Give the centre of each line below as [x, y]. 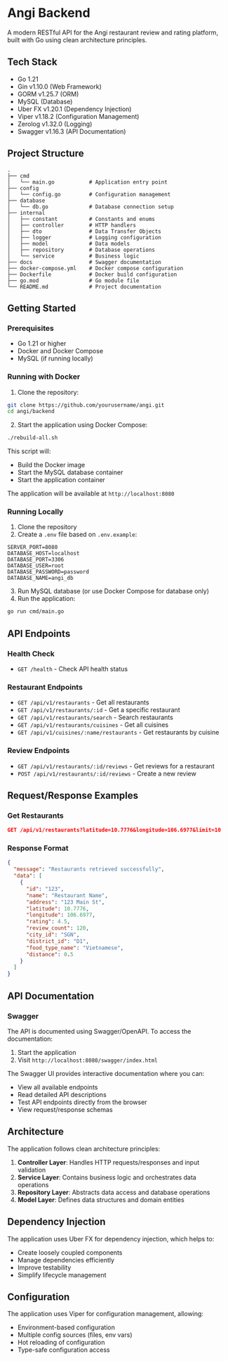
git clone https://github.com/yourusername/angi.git [86, 405]
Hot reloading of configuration [61, 1343]
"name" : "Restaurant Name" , [67, 895]
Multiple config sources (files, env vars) [75, 1335]
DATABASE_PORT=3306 [36, 560]
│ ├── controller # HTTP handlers [72, 225]
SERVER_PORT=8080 [33, 547]
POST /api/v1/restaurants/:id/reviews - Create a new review [107, 773]
